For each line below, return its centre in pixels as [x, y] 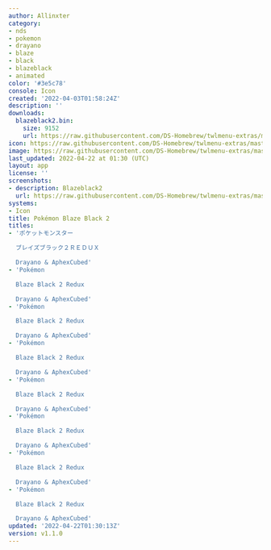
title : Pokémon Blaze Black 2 [59, 219]
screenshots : [30, 181]
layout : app [28, 166]
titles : [21, 226]
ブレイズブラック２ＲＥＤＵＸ [58, 248]
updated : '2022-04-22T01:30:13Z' [65, 526]
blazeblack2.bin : [45, 121]
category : [25, 23]
